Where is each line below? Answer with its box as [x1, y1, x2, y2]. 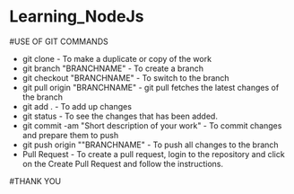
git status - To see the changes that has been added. [22, 110, 218, 121]
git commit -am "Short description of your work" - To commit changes [22, 119, 282, 131]
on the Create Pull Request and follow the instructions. [22, 158, 224, 169]
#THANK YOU [9, 175, 62, 186]
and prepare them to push [22, 129, 119, 140]
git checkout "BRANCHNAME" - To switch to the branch [22, 72, 230, 83]
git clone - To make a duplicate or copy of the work [22, 53, 212, 64]
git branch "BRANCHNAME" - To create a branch [22, 63, 204, 74]
